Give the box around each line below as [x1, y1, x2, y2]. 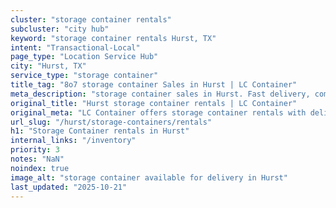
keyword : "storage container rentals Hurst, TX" [10, 33, 217, 43]
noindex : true [10, 163, 70, 173]
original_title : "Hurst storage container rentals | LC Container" [10, 98, 298, 108]
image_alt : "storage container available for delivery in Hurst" [10, 172, 288, 183]
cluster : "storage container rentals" [10, 14, 172, 25]
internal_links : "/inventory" [10, 136, 137, 146]
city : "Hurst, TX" [10, 61, 87, 71]
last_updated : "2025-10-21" [10, 182, 128, 192]
